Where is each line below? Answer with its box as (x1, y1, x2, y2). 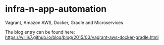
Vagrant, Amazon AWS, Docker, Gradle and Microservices (5, 20, 123, 25)
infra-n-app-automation (5, 3, 107, 15)
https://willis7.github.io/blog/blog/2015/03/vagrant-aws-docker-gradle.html (5, 34, 159, 40)
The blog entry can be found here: (5, 29, 75, 35)
